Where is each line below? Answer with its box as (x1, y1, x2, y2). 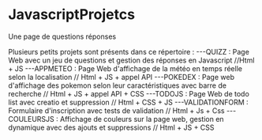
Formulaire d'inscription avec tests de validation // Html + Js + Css (8, 105, 225, 115)
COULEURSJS (8, 114, 55, 123)
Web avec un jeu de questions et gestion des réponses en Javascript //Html (8, 55, 255, 65)
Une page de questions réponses (8, 32, 117, 41)
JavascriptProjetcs (8, 6, 136, 24)
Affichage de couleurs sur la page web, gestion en (59, 114, 224, 123)
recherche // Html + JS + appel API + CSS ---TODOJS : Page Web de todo (8, 89, 250, 98)
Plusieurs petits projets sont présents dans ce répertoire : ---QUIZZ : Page (8, 47, 250, 56)
